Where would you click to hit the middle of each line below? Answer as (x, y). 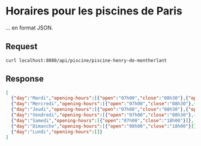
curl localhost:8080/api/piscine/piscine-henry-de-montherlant (86, 60)
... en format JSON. (29, 28)
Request (22, 47)
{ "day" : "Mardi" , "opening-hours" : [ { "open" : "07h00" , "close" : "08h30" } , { (100, 98)
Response (25, 79)
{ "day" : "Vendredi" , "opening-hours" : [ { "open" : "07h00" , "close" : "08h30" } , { (104, 115)
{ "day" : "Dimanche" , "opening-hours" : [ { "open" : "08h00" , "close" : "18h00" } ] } (104, 126)
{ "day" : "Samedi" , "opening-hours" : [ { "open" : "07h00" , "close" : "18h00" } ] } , (103, 120)
